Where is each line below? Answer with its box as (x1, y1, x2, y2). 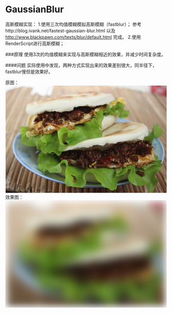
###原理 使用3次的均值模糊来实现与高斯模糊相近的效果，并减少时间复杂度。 (5, 51, 166, 57)
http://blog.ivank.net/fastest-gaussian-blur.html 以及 (5, 27, 116, 34)
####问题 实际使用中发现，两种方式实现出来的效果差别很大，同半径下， (5, 62, 157, 68)
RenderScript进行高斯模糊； (5, 40, 65, 47)
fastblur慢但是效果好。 (5, 68, 53, 75)
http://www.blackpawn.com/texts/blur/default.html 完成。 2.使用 (5, 34, 141, 40)
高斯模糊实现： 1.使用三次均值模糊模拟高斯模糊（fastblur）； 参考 (5, 21, 142, 27)
